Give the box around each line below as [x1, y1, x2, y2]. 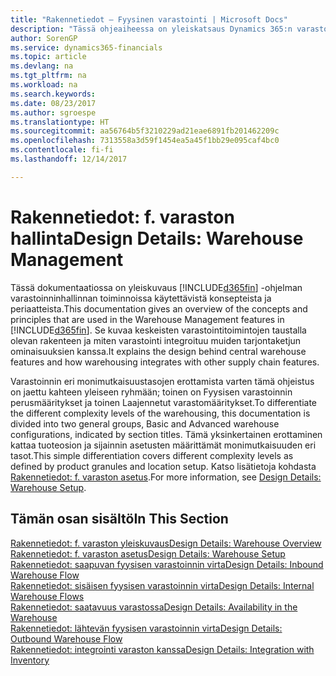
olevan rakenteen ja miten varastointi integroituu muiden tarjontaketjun [10, 334, 302, 346]
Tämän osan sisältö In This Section [10, 511, 229, 528]
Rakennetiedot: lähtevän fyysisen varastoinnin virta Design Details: [10, 622, 283, 634]
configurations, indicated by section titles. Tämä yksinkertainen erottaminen [10, 428, 323, 440]
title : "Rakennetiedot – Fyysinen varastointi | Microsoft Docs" [10, 14, 288, 25]
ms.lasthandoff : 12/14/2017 [10, 154, 128, 164]
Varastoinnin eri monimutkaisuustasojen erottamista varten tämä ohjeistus [10, 375, 315, 387]
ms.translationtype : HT [10, 117, 110, 127]
